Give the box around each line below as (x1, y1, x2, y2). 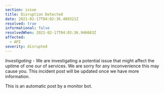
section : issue (5, 7, 37, 12)
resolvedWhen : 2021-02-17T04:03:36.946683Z (5, 30, 97, 35)
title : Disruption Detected (5, 12, 63, 17)
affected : (5, 35, 26, 40)
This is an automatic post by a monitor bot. (5, 83, 93, 89)
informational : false (5, 26, 50, 31)
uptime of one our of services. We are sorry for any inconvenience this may (5, 63, 160, 69)
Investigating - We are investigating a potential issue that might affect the (5, 57, 155, 63)
